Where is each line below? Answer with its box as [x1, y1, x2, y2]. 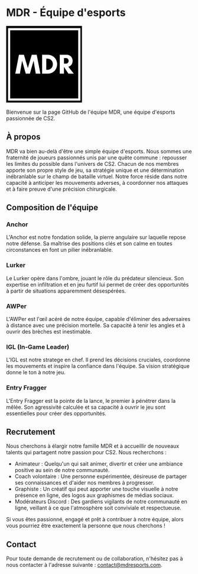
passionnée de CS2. [6, 114, 56, 121]
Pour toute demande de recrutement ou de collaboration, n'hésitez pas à [6, 555, 183, 562]
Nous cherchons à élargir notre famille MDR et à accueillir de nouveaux [6, 442, 180, 450]
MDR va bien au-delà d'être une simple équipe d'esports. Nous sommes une [6, 147, 192, 155]
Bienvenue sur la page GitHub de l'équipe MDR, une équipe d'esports [6, 108, 176, 116]
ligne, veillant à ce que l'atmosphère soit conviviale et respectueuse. [14, 504, 182, 512]
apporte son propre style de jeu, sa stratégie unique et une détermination [6, 166, 184, 174]
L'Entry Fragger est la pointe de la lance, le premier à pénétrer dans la [6, 397, 176, 404]
